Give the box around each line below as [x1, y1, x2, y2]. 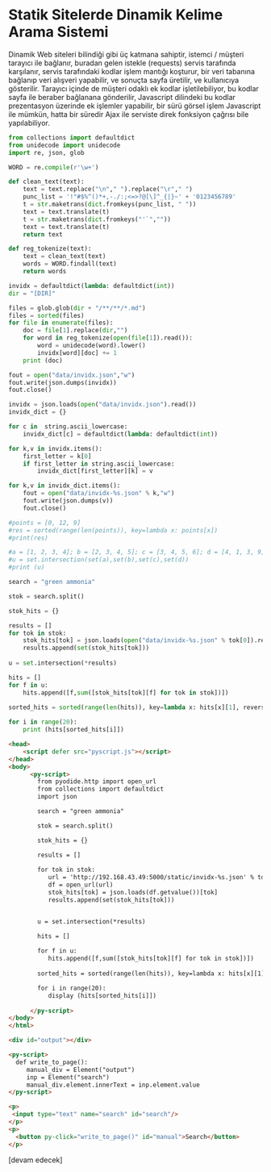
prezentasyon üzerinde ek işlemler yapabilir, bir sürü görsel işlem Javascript [8, 101, 261, 111]
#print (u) [8, 563, 45, 572]
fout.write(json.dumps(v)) [23, 497, 114, 505]
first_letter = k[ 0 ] [23, 452, 92, 461]
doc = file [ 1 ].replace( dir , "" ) [23, 327, 128, 335]
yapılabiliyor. [8, 118, 51, 127]
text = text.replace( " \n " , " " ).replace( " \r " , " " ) [23, 186, 194, 194]
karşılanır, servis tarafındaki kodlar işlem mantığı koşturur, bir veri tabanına [8, 66, 256, 76]
